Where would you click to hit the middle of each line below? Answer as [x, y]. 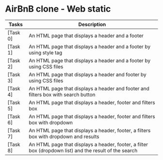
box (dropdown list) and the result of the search [83, 150]
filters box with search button [62, 94]
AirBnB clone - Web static [58, 9]
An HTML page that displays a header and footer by [88, 74]
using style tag [46, 53]
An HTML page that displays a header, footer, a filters [90, 130]
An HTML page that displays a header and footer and [89, 89]
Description [92, 24]
